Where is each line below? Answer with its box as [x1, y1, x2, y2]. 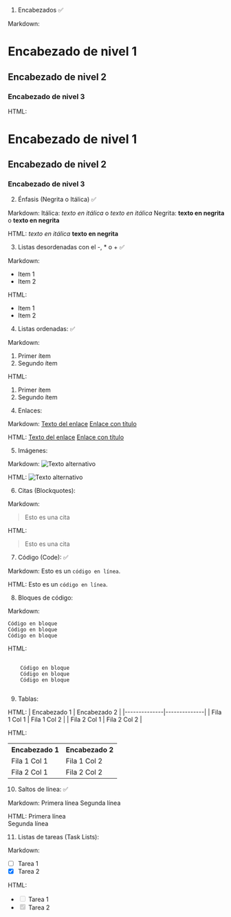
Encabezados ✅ [17, 6, 64, 14]
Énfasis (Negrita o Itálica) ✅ [17, 195, 97, 203]
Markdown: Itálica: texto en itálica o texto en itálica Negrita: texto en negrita [8, 209, 225, 217]
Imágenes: [17, 446, 48, 454]
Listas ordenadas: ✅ [17, 324, 76, 333]
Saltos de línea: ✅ [17, 785, 69, 793]
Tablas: [17, 695, 38, 703]
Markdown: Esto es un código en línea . [8, 567, 121, 575]
